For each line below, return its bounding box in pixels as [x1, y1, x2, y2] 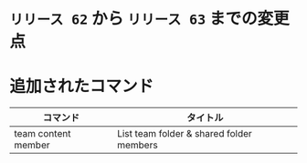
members [117, 138, 158, 151]
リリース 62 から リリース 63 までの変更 [9, 8, 290, 29]
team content [14, 127, 71, 140]
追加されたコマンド [9, 76, 154, 97]
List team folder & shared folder [117, 127, 253, 140]
